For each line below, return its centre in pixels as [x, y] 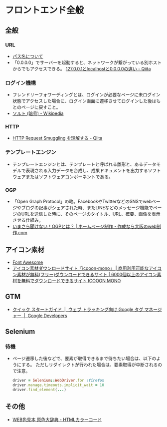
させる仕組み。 [28, 220]
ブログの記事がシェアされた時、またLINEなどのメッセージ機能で [87, 208]
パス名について [28, 56]
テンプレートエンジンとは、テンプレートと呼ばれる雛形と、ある [78, 164]
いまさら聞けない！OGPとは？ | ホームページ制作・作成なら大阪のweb [84, 226]
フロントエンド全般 [45, 10]
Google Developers [47, 316]
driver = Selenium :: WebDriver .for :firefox [58, 381]
